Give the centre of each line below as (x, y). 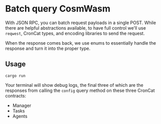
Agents (20, 116)
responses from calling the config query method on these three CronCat (80, 90)
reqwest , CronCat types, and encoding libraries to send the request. (75, 33)
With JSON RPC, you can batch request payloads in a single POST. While (81, 23)
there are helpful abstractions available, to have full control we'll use (76, 28)
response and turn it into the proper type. (48, 48)
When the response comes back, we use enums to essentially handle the (81, 43)
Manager (22, 105)
